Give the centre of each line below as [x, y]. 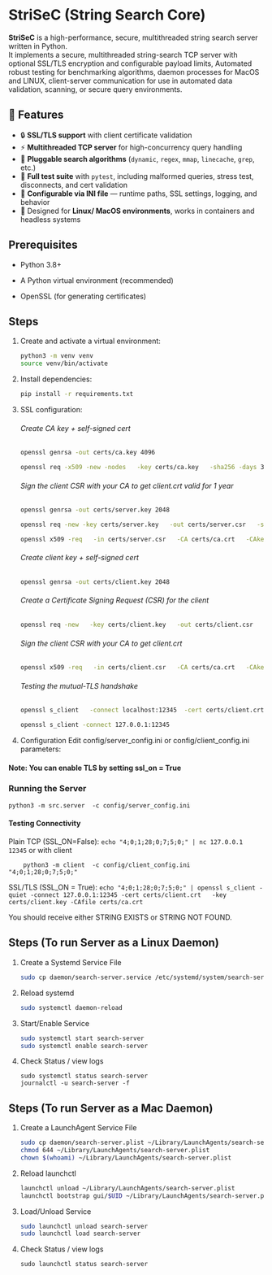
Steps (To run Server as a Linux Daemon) [114, 943]
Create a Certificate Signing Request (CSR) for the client [114, 600]
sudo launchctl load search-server [80, 1234]
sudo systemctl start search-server [82, 1038]
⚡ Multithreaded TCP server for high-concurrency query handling [131, 147]
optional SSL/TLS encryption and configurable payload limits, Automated [130, 63]
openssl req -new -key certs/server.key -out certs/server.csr [133, 525]
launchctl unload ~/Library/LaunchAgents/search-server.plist [127, 1188]
